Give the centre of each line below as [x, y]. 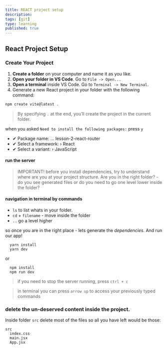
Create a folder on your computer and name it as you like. [72, 73]
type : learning [21, 24]
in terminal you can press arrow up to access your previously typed [86, 291]
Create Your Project [29, 63]
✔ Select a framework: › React [43, 143]
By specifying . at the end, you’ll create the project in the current [84, 113]
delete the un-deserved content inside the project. [68, 309]
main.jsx [19, 338]
